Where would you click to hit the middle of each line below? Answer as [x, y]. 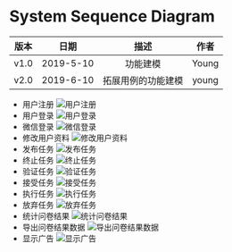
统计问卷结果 [46, 215]
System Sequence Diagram [112, 17]
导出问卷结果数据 [54, 227]
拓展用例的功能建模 [143, 80]
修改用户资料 [46, 138]
